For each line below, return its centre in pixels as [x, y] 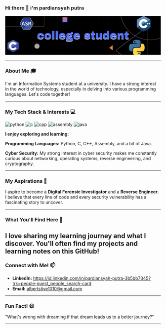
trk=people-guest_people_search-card [52, 283]
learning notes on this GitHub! [52, 251]
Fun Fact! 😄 [20, 306]
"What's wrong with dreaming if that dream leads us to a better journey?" [80, 317]
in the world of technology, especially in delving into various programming [81, 89]
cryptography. [20, 164]
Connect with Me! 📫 [30, 265]
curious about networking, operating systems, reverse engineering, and [78, 158]
